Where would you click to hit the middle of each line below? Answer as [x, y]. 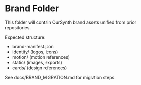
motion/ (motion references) [41, 57]
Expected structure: [25, 37]
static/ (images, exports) [37, 62]
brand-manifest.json [33, 46]
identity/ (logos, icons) [35, 52]
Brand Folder [32, 9]
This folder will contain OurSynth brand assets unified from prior [71, 22]
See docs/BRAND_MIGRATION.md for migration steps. [60, 77]
